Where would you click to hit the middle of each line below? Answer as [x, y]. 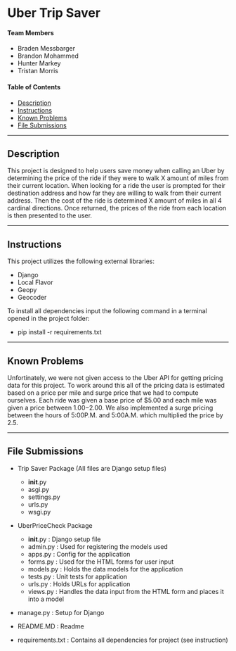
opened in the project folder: [48, 319]
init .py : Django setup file [64, 539]
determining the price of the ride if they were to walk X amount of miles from [118, 178]
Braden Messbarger [46, 49]
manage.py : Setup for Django [61, 612]
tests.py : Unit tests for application [78, 576]
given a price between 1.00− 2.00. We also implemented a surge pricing [110, 408]
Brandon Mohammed [48, 56]
